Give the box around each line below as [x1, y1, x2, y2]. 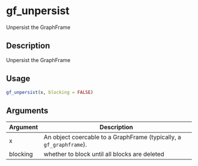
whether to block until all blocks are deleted [44, 150, 164, 158]
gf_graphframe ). [44, 141, 87, 149]
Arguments [6, 105, 49, 116]
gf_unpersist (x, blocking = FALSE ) [6, 89, 94, 95]
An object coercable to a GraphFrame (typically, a [44, 133, 181, 141]
